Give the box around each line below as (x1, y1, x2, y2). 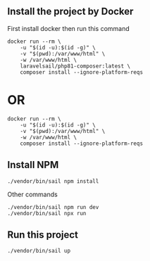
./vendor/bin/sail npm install (7, 177, 99, 185)
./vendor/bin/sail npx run (7, 210, 87, 217)
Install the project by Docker (7, 6, 134, 18)
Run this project (7, 229, 79, 241)
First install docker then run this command (7, 24, 130, 32)
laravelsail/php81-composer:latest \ (20, 63, 131, 70)
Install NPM (7, 159, 59, 171)
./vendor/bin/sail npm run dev (7, 203, 99, 210)
